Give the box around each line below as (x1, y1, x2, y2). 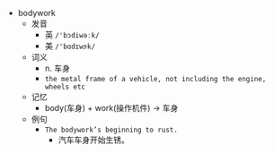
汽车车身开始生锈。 (57, 134, 130, 145)
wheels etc (44, 82, 85, 91)
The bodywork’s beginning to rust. (44, 125, 178, 134)
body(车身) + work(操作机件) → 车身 (44, 103, 179, 113)
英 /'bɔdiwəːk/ (44, 30, 101, 39)
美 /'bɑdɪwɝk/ (44, 40, 96, 51)
